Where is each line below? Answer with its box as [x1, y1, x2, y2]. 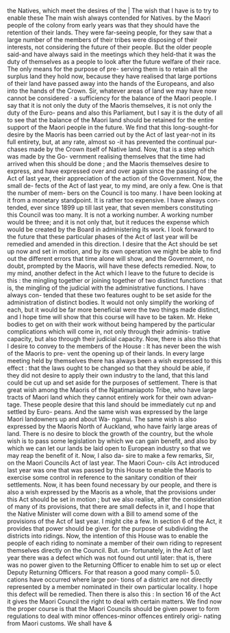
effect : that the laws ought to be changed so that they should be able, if [7, 364, 211, 372]
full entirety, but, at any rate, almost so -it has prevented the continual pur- [7, 138, 218, 146]
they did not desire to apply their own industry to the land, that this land [7, 371, 209, 379]
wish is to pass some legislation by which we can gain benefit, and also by [7, 437, 217, 445]
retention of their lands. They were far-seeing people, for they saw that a [7, 28, 212, 36]
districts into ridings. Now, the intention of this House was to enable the [7, 532, 209, 540]
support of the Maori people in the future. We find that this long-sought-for [7, 124, 219, 131]
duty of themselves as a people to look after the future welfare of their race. [7, 58, 221, 65]
